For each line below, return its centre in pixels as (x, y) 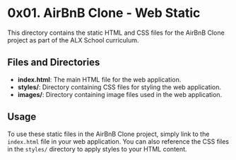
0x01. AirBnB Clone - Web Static (104, 13)
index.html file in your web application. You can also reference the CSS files (118, 141)
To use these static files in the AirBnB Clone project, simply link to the (108, 134)
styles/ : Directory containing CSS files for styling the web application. (119, 87)
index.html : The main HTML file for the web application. (99, 79)
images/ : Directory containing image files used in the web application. (120, 94)
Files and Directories (54, 63)
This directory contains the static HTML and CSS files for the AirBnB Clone (116, 33)
